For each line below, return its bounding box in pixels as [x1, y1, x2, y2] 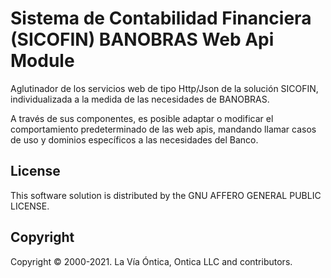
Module [10, 50, 75, 72]
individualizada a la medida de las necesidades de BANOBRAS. [10, 93, 270, 105]
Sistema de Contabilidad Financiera [10, 7, 312, 30]
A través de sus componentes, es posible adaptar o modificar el [10, 112, 274, 124]
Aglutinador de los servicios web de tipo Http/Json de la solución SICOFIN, [10, 82, 319, 94]
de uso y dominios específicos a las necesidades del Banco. [10, 133, 259, 146]
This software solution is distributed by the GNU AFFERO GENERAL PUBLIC [10, 189, 322, 201]
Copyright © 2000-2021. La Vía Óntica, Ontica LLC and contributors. [10, 255, 293, 267]
